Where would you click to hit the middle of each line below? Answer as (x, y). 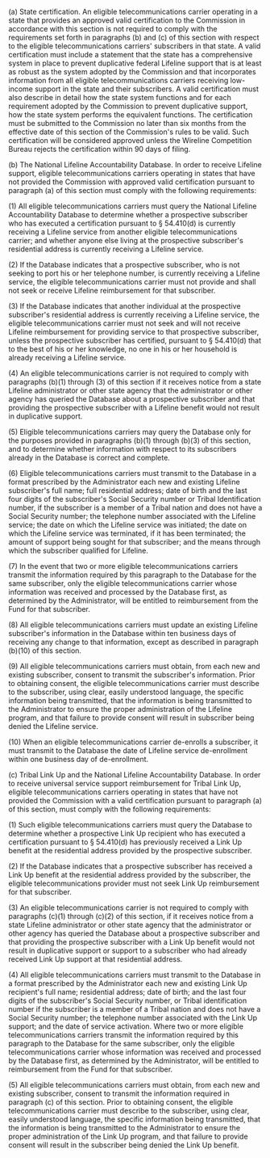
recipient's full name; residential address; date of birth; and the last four (127, 992)
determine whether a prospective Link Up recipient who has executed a (127, 833)
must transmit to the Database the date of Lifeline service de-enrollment (128, 750)
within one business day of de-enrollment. (79, 759)
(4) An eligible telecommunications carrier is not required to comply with (129, 373)
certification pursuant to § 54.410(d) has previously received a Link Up (125, 842)
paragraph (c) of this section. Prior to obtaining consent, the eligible (121, 1102)
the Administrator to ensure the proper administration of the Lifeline (120, 709)
